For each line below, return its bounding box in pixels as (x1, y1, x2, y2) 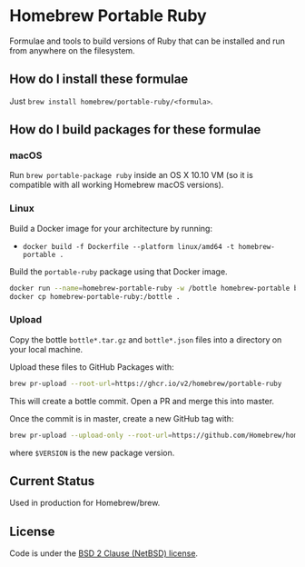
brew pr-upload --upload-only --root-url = (9, 431, 172, 440)
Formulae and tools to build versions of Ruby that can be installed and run (9, 35, 286, 46)
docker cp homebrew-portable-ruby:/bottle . (9, 292, 181, 301)
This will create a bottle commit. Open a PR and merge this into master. (9, 395, 275, 406)
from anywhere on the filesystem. (9, 45, 135, 55)
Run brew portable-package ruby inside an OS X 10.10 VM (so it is (9, 170, 254, 181)
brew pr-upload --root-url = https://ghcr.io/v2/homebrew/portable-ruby (9, 379, 282, 388)
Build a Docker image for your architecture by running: (9, 223, 213, 234)
